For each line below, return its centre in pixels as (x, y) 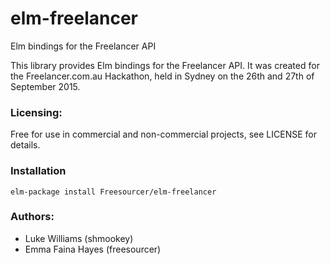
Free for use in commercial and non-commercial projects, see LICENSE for (163, 134)
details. (25, 145)
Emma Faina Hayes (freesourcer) (93, 249)
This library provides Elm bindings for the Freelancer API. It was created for (165, 65)
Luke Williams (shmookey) (79, 238)
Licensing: (36, 112)
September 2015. (45, 86)
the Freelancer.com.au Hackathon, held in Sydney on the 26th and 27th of (162, 76)
